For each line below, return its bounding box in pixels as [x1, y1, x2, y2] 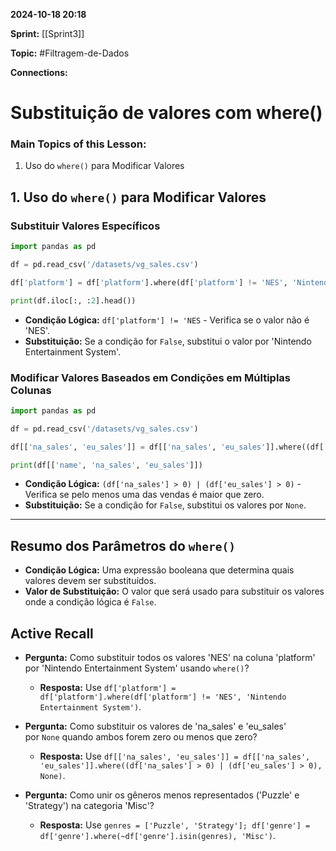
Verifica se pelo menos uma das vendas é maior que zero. [24, 489, 265, 501]
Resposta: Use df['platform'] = [39, 682, 177, 694]
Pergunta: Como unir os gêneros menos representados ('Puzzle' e [24, 789, 300, 801]
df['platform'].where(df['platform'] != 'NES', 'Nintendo [39, 692, 287, 703]
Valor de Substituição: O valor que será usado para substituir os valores [24, 585, 325, 598]
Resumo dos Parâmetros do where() [10, 537, 237, 554]
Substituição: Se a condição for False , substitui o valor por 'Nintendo [24, 335, 312, 347]
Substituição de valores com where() [10, 102, 323, 124]
